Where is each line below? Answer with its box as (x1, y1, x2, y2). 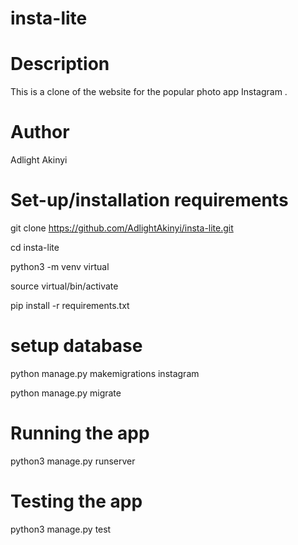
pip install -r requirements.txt (10, 300, 130, 311)
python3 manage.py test (10, 523, 112, 535)
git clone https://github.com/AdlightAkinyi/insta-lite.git (10, 222, 234, 234)
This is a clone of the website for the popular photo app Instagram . (10, 86, 288, 98)
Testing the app (10, 490, 143, 513)
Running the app (10, 422, 150, 445)
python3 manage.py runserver (10, 455, 136, 467)
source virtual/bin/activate (10, 280, 119, 292)
